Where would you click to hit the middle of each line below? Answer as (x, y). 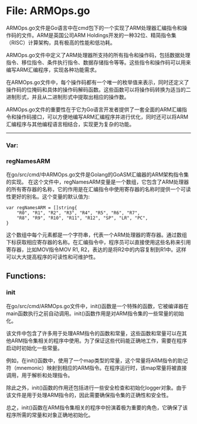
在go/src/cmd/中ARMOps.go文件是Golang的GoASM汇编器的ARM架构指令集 (98, 175)
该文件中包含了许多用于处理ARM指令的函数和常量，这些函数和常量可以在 (94, 333)
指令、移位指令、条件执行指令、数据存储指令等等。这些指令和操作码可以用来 (98, 62)
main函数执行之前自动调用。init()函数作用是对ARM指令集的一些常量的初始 (95, 313)
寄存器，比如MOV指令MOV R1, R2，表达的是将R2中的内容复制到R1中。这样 (96, 250)
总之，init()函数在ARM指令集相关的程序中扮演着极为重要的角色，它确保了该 (97, 408)
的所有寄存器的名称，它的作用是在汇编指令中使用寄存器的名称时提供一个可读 (98, 189)
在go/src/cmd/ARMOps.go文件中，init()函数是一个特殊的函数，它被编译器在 (97, 306)
